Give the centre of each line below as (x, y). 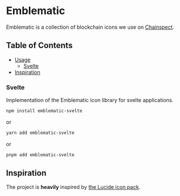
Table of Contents (40, 45)
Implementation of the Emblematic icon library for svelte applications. (90, 100)
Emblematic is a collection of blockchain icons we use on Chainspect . (90, 27)
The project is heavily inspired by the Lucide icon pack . (73, 187)
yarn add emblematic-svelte (40, 133)
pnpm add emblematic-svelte (40, 155)
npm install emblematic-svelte (44, 111)
